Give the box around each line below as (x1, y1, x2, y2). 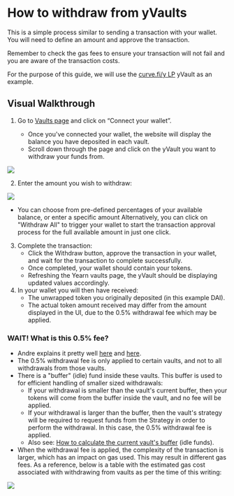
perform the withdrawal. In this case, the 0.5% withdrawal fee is (27, 423, 212, 432)
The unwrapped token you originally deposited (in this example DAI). (27, 293, 226, 302)
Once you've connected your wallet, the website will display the (27, 129, 212, 138)
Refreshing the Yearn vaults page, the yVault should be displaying (27, 271, 218, 279)
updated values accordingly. (27, 278, 110, 287)
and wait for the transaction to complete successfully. (27, 256, 183, 264)
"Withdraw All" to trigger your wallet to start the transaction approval (17, 220, 215, 229)
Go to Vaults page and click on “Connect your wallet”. (17, 116, 172, 125)
